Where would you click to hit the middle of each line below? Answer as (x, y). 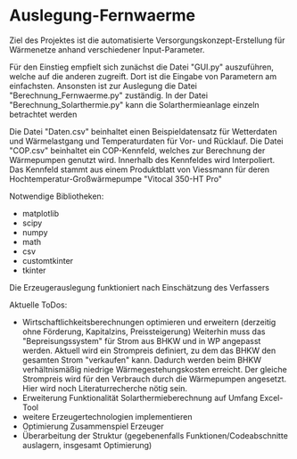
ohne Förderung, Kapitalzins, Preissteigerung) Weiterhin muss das (144, 332)
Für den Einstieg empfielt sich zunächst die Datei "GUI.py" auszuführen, (142, 67)
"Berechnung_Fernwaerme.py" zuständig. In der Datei (108, 95)
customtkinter (48, 260)
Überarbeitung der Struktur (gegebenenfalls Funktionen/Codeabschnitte (155, 435)
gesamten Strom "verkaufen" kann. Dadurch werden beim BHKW (141, 360)
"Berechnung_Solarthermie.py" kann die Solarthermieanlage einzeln (135, 104)
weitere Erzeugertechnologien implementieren (107, 416)
